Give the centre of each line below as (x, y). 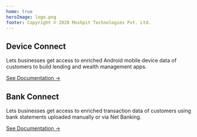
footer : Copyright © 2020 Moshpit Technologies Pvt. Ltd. (79, 22)
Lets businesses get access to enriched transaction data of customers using (98, 111)
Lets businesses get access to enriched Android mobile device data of (91, 61)
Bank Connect (33, 97)
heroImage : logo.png (31, 17)
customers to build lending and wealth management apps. (76, 67)
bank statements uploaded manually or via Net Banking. (74, 117)
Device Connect (36, 46)
